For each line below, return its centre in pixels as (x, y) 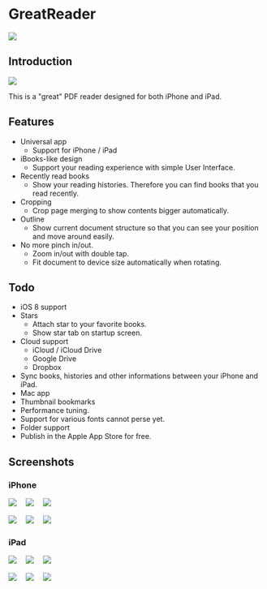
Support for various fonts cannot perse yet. (92, 419)
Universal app (43, 141)
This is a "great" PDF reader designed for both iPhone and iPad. (115, 96)
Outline (32, 219)
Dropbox (47, 368)
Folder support (45, 428)
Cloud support (44, 342)
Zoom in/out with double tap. (81, 253)
